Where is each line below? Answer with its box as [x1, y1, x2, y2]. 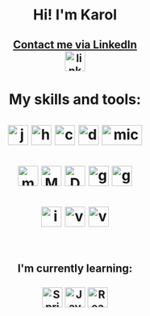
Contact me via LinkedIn [13, 38, 137, 52]
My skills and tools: [9, 90, 141, 108]
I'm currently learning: [17, 262, 133, 276]
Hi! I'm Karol [32, 6, 117, 24]
